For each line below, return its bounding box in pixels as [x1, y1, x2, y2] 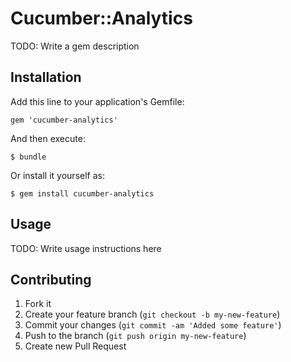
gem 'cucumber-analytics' [10, 115, 118, 125]
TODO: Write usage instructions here [10, 242, 162, 254]
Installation [10, 69, 82, 86]
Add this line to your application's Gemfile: [10, 95, 185, 107]
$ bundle [10, 152, 47, 162]
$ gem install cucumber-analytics [10, 188, 155, 199]
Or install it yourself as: [10, 169, 105, 181]
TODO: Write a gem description [10, 40, 140, 52]
